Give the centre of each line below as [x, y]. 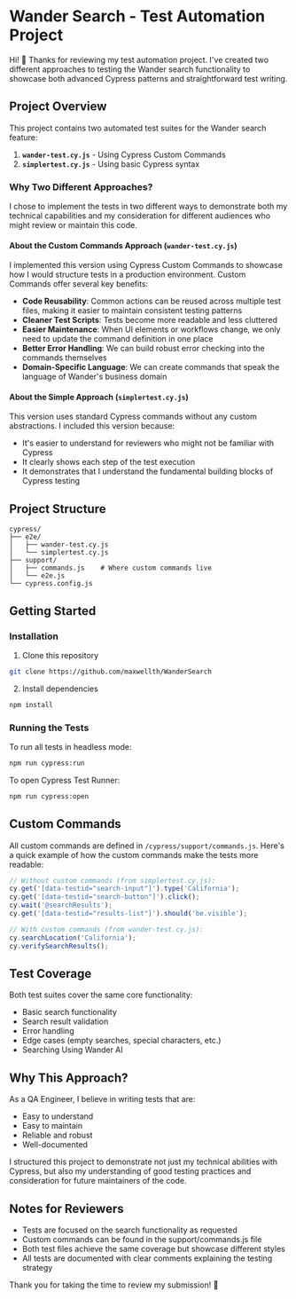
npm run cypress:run [47, 763]
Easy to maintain [52, 1126]
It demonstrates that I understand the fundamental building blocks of [148, 471]
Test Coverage [51, 973]
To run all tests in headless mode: [70, 747]
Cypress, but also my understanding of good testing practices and [130, 1171]
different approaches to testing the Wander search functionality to [130, 69]
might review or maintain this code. [73, 225]
